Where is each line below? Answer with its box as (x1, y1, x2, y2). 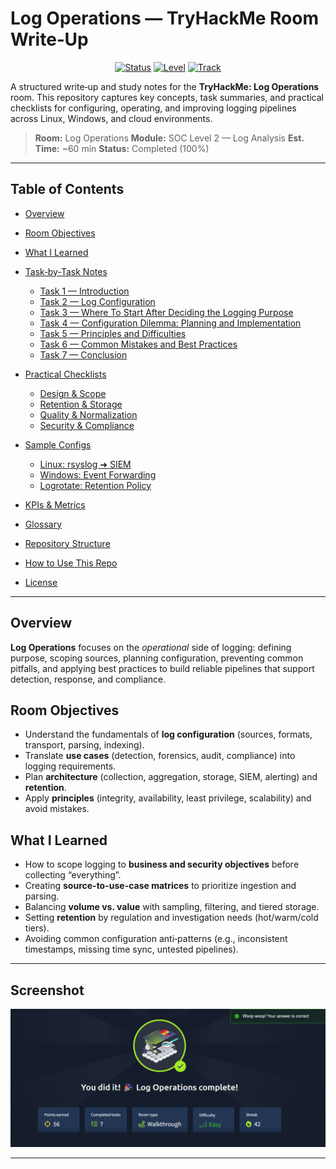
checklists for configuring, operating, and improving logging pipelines (10, 102, 297, 114)
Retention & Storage (39, 398, 123, 410)
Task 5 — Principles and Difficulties (39, 327, 187, 339)
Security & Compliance (39, 419, 135, 431)
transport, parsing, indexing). (24, 739, 145, 751)
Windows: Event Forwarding (39, 468, 157, 481)
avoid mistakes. (24, 803, 90, 815)
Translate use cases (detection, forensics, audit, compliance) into (24, 750, 296, 762)
